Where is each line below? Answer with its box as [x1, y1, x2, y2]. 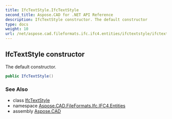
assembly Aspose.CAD [12, 108, 61, 114]
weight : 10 [5, 27, 29, 32]
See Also [5, 85, 28, 92]
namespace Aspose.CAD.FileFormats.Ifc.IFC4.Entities [12, 103, 125, 109]
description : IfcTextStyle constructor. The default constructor [5, 17, 147, 22]
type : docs [5, 21, 29, 27]
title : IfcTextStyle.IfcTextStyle [5, 7, 79, 13]
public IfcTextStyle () [5, 74, 54, 79]
